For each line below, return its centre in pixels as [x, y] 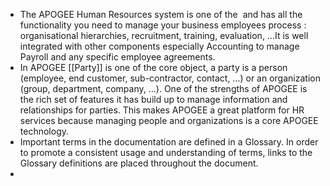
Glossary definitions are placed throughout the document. [139, 163]
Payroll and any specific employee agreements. [117, 57]
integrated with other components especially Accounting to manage [159, 46]
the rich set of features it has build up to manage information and [153, 99]
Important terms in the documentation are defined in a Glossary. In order [169, 142]
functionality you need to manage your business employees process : [163, 25]
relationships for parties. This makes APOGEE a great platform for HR [162, 110]
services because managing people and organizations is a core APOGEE [169, 120]
